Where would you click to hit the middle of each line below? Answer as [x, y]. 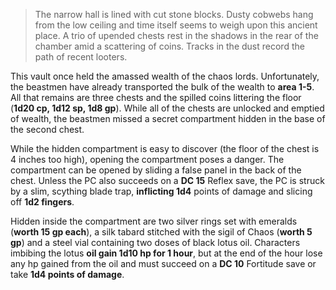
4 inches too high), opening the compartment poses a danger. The [147, 159]
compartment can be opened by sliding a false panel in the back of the [156, 170]
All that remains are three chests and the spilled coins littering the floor [156, 97]
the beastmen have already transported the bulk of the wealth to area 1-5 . [162, 87]
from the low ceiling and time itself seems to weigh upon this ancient [176, 25]
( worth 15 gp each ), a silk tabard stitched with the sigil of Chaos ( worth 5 [161, 232]
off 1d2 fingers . [42, 202]
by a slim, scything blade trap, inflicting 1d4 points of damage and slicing [161, 191]
